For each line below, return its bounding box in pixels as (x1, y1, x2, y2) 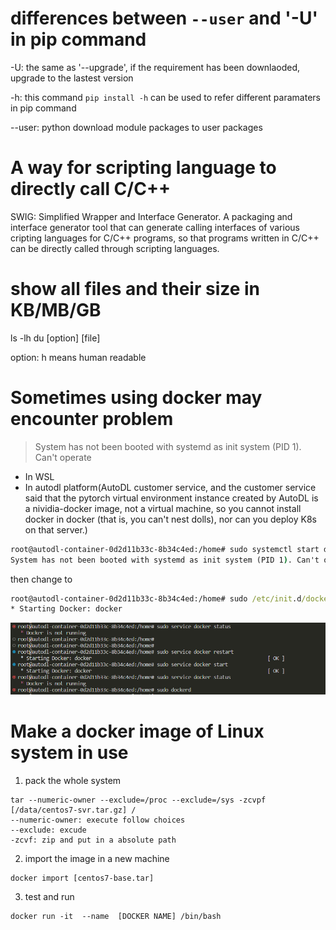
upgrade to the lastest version (10, 72, 134, 84)
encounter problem (10, 408, 174, 430)
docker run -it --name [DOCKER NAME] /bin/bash (10, 911, 222, 921)
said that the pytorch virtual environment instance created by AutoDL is (24, 492, 319, 504)
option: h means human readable (10, 351, 147, 363)
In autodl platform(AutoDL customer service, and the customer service (24, 481, 317, 493)
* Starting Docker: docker (10, 604, 123, 614)
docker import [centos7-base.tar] (10, 873, 155, 883)
